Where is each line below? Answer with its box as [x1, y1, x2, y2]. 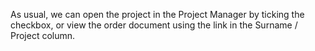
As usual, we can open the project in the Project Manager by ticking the [10, 9, 305, 20]
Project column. [10, 30, 76, 41]
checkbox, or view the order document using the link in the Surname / [10, 19, 298, 31]
